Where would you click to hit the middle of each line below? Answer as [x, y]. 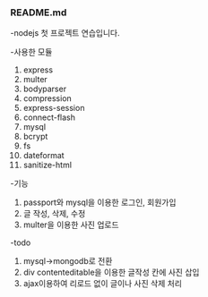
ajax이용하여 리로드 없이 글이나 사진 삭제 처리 [103, 284]
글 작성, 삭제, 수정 [54, 214]
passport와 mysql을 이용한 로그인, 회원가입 [100, 202]
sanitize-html [48, 165]
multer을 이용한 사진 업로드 [71, 225]
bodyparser [44, 89]
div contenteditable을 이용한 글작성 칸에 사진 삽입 [111, 272]
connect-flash [49, 117]
